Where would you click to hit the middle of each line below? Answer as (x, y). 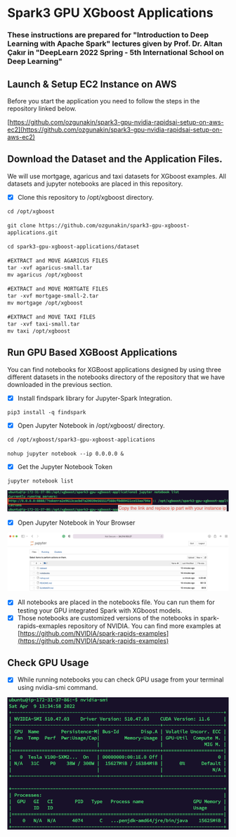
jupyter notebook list (40, 481)
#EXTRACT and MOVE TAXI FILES (52, 317)
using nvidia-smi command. (58, 688)
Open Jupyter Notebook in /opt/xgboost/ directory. (91, 425)
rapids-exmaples (42, 626)
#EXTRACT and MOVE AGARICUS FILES (58, 261)
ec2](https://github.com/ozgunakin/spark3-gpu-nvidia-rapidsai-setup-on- (115, 129)
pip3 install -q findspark (47, 412)
